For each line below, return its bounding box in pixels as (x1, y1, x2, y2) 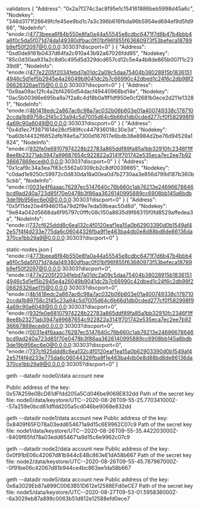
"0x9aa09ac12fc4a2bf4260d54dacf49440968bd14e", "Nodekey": (6, 88, 169, 95)
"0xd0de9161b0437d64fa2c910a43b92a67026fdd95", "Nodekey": (6, 50, 170, 56)
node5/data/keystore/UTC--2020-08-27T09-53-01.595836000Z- (17, 488, 178, 496)
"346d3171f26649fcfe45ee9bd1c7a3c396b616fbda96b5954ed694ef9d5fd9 (6, 18, 194, 25)
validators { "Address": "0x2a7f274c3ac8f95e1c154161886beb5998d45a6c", (6, 5, 194, 12)
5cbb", (6, 177, 23, 184)
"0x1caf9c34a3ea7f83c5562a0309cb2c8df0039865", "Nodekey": (6, 164, 170, 171)
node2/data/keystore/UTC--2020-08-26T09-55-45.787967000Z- (17, 458, 179, 465)
